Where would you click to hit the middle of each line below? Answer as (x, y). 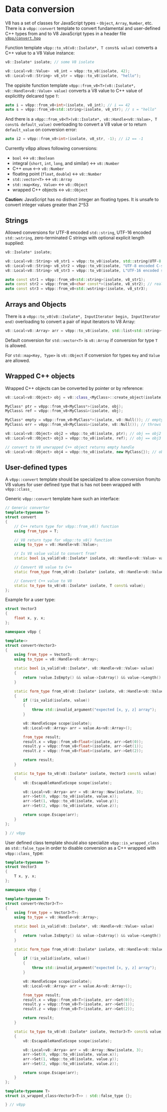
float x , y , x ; (30, 618)
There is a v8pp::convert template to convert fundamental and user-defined (83, 28)
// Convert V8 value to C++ (43, 567)
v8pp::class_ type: (24, 853)
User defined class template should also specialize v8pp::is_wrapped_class (82, 842)
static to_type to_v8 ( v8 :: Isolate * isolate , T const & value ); (80, 585)
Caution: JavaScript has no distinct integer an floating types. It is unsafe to (82, 199)
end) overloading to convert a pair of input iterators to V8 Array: (70, 321)
